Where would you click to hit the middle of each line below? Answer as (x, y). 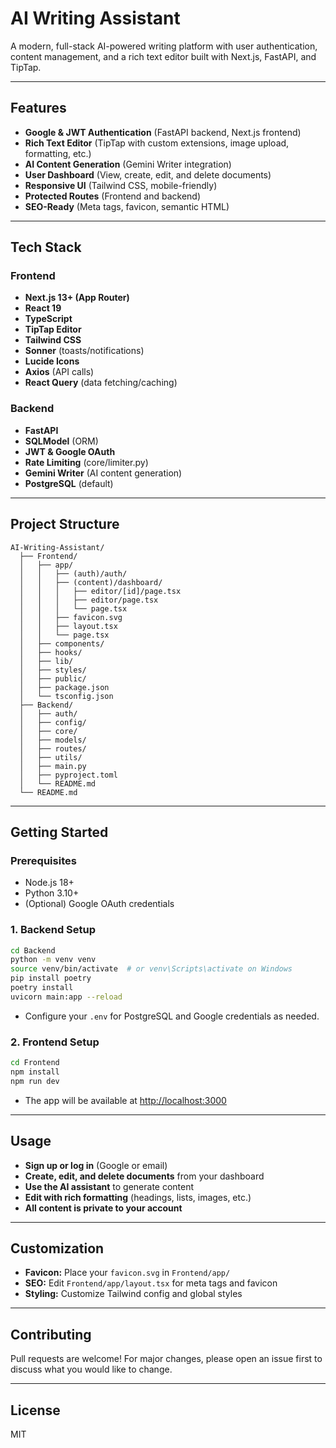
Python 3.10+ (52, 893)
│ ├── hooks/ (51, 652)
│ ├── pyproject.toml (68, 775)
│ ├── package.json (64, 687)
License (35, 1410)
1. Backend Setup (53, 930)
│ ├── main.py (53, 766)
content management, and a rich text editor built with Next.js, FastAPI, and (163, 56)
